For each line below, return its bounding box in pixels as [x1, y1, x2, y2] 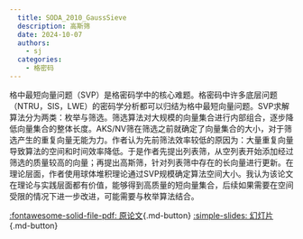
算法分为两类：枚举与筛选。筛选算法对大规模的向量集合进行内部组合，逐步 [9, 112, 286, 123]
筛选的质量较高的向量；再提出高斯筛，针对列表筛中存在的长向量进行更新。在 [9, 157, 294, 168]
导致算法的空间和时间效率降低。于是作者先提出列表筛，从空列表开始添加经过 [9, 145, 294, 156]
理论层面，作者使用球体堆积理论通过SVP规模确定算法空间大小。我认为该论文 [9, 168, 294, 179]
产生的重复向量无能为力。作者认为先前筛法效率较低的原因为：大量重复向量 [16, 134, 294, 145]
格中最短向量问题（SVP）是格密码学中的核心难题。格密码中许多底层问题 [9, 89, 278, 100]
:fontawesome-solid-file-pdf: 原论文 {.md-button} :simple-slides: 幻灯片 [9, 209, 274, 221]
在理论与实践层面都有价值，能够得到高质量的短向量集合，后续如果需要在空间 [9, 179, 294, 190]
